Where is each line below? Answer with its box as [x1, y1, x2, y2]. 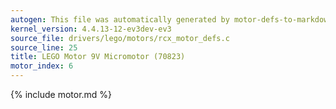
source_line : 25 [10, 42, 78, 53]
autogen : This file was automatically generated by [10, 14, 230, 25]
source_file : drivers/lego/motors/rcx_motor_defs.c [10, 33, 230, 43]
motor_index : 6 [10, 61, 74, 71]
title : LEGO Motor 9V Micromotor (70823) [10, 52, 186, 62]
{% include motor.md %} [10, 89, 113, 100]
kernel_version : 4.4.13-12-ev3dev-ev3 [10, 24, 172, 34]
